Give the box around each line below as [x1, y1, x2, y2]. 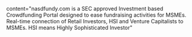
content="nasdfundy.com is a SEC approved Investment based [6, 5, 164, 12]
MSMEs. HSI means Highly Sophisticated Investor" [6, 24, 133, 31]
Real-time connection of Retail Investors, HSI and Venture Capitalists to [6, 18, 184, 24]
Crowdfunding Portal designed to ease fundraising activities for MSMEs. [6, 11, 187, 18]
